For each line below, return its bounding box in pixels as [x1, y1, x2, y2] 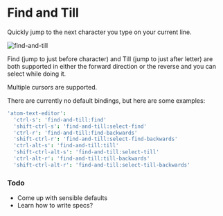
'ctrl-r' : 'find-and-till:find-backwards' [13, 129, 138, 136]
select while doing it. [7, 69, 66, 78]
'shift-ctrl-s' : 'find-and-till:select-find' [13, 123, 148, 130]
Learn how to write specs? [17, 201, 93, 210]
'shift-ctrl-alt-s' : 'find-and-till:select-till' [13, 149, 159, 156]
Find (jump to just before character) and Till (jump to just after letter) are [7, 54, 213, 63]
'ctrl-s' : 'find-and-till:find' [13, 116, 107, 123]
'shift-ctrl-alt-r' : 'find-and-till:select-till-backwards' [13, 161, 190, 168]
